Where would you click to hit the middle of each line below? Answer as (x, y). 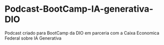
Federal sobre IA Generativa (33, 38)
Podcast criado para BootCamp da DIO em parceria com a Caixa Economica (82, 33)
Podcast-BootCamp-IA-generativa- (79, 9)
